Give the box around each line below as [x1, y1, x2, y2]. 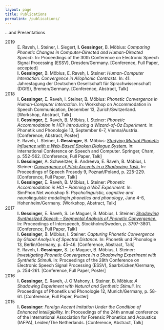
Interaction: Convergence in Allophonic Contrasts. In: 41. [17, 75, 131, 81]
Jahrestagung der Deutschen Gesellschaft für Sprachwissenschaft [17, 81, 151, 87]
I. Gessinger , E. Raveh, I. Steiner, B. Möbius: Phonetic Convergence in [17, 96, 158, 102]
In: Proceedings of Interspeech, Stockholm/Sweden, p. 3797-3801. [17, 221, 151, 227]
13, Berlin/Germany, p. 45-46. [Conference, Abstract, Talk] [17, 242, 135, 247]
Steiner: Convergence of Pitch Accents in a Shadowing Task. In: [17, 164, 146, 170]
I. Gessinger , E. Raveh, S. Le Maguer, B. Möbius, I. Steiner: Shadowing [17, 211, 159, 217]
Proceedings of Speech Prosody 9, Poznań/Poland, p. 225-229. [17, 169, 145, 175]
